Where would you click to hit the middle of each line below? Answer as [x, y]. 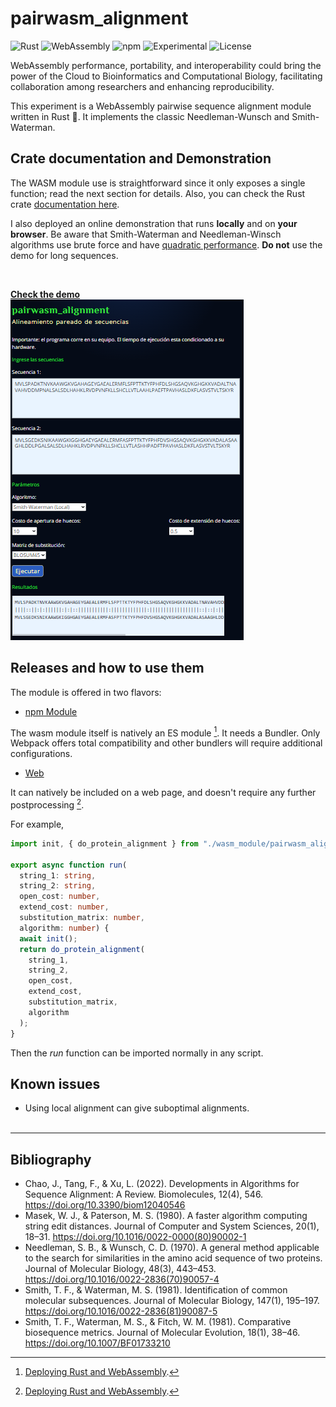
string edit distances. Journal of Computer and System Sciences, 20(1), [172, 1226]
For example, [37, 824]
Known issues [55, 1083]
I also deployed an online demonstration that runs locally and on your [154, 223]
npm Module [51, 711]
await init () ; [48, 938]
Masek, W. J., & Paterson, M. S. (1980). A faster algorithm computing [166, 1216]
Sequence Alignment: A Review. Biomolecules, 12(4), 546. [144, 1194]
